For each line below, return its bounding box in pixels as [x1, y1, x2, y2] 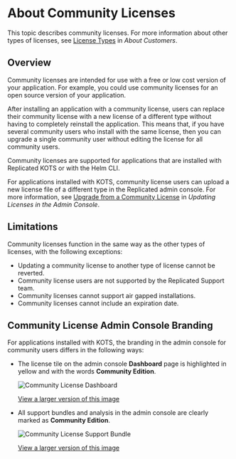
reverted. [17, 268, 45, 277]
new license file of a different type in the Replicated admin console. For [7, 185, 216, 194]
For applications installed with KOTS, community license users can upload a [7, 177, 230, 186]
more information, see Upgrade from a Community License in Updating [7, 192, 216, 201]
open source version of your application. [7, 90, 127, 99]
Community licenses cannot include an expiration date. [17, 299, 179, 307]
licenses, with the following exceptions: [7, 247, 123, 255]
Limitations [7, 221, 58, 233]
